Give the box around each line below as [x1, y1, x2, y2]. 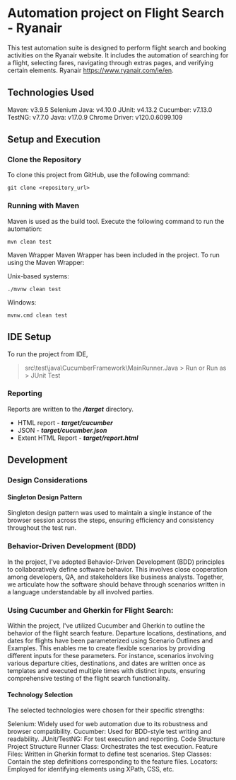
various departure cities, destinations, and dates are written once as [7, 659, 206, 667]
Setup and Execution [7, 133, 101, 146]
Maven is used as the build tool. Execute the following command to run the [7, 217, 225, 225]
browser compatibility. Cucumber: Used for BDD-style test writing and [7, 728, 212, 736]
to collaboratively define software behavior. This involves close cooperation [7, 565, 228, 573]
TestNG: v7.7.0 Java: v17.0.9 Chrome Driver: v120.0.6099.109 [7, 113, 183, 121]
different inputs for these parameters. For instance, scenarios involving [7, 651, 214, 660]
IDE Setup [7, 331, 52, 343]
